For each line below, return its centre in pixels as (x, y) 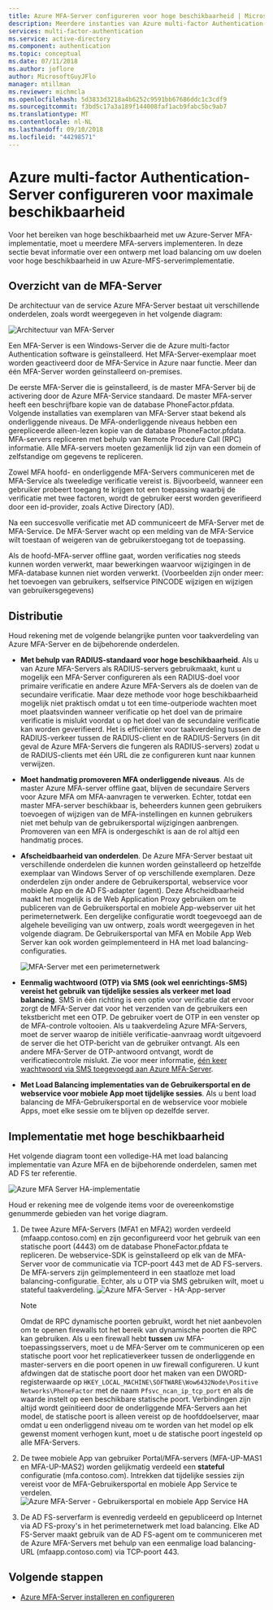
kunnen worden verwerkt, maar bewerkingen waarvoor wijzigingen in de (130, 564)
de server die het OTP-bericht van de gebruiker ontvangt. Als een (130, 1043)
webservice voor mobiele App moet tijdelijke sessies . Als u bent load (138, 1094)
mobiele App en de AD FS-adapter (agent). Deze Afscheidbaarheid (132, 890)
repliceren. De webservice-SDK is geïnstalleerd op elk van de (123, 1255)
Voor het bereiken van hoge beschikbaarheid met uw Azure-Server (121, 234)
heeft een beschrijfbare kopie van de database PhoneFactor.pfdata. (121, 405)
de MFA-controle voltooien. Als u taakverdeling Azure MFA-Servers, (134, 1026)
